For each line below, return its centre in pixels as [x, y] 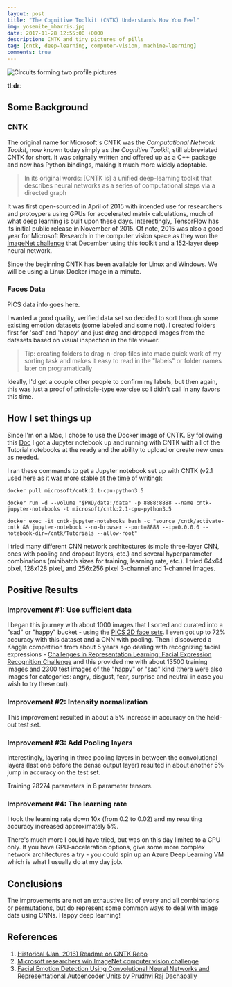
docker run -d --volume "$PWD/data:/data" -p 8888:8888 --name [100, 503]
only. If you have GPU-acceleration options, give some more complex [106, 847]
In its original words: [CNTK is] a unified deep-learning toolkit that [118, 178]
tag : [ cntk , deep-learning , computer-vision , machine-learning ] [102, 46]
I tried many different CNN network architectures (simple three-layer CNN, [113, 546]
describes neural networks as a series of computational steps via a [120, 185]
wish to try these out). [39, 684]
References [33, 937]
